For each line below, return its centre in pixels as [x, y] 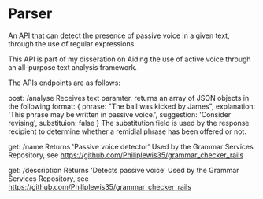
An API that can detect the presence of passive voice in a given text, [119, 35]
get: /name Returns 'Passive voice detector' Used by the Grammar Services [131, 146]
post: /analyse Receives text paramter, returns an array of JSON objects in [129, 98]
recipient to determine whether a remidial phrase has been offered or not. [127, 131]
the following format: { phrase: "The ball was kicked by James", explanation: [132, 106]
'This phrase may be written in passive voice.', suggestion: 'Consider [120, 114]
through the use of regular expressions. [72, 43]
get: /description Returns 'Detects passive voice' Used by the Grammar [124, 170]
